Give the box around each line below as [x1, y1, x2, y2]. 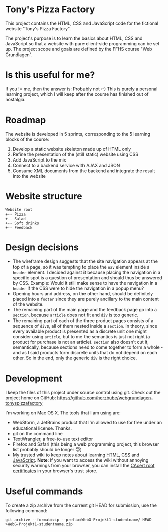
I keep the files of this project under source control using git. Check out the [5, 389, 161, 395]
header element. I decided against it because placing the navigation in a [12, 269, 161, 275]
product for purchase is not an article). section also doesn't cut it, [12, 339, 149, 345]
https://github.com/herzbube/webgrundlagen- [57, 395, 153, 401]
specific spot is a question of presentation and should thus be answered [12, 274, 162, 281]
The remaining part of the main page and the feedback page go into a [12, 306, 157, 312]
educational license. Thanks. [12, 425, 72, 431]
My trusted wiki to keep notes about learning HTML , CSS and [12, 452, 140, 458]
